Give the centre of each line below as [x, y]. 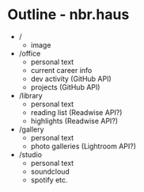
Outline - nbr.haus [68, 15]
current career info [61, 70]
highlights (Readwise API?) [74, 121]
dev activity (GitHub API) [71, 79]
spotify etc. [49, 179]
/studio [30, 154]
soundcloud [50, 171]
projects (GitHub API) [65, 87]
